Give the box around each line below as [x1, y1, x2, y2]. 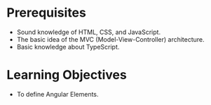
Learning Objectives [6, 67, 127, 83]
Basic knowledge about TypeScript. [16, 42, 120, 51]
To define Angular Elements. [16, 90, 99, 98]
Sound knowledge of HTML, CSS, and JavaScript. [16, 28, 161, 36]
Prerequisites [6, 5, 87, 21]
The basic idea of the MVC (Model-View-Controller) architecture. [16, 35, 205, 43]
